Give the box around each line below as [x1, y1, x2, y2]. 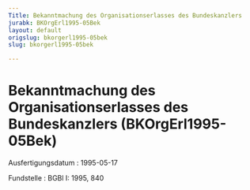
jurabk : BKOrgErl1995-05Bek [8, 19, 101, 27]
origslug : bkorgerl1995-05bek [8, 33, 108, 42]
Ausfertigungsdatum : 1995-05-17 [8, 158, 119, 168]
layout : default [8, 26, 62, 34]
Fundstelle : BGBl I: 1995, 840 [8, 173, 104, 183]
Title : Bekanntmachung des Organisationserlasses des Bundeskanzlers [8, 11, 243, 20]
